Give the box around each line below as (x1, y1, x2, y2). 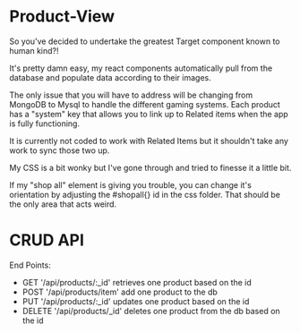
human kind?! (9, 45, 59, 55)
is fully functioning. (9, 118, 81, 129)
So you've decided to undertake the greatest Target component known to (9, 36, 280, 47)
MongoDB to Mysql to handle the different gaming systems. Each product (9, 98, 280, 109)
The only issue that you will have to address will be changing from (9, 90, 253, 100)
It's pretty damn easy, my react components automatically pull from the (9, 63, 273, 73)
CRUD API (9, 230, 85, 251)
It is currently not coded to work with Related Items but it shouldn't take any (9, 135, 289, 146)
